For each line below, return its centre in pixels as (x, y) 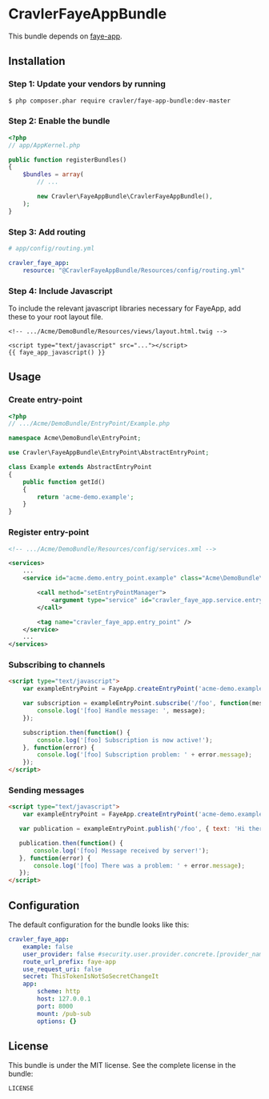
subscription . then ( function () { (76, 732)
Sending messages (46, 790)
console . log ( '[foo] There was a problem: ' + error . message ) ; (139, 865)
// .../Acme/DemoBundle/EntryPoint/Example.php (89, 424)
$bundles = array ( (53, 174)
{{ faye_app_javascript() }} (57, 352)
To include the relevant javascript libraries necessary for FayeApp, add (125, 308)
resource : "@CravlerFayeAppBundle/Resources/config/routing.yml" (134, 270)
